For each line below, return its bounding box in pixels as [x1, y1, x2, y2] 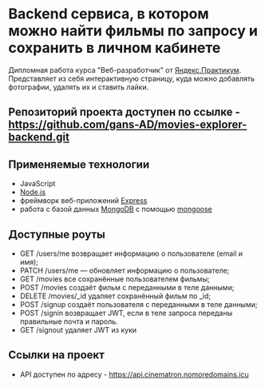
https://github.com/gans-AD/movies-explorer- [8, 118, 247, 132]
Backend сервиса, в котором [8, 5, 209, 23]
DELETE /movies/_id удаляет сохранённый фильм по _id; [19, 291, 212, 301]
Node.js [19, 187, 46, 197]
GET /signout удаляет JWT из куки [19, 325, 137, 334]
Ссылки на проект [8, 349, 105, 362]
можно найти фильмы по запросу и [8, 22, 258, 40]
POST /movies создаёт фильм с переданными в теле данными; [19, 282, 235, 292]
